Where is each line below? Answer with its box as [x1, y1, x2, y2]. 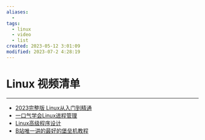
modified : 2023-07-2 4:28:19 [6, 49, 81, 55]
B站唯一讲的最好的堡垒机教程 [15, 127, 88, 134]
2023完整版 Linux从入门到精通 [15, 104, 92, 111]
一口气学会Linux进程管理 [15, 111, 77, 119]
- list [12, 37, 29, 43]
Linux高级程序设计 [15, 119, 62, 127]
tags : [6, 20, 20, 26]
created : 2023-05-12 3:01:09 [6, 43, 81, 50]
